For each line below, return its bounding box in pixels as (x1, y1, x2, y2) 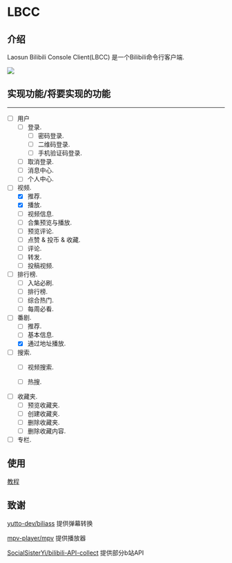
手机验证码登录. (37, 149, 83, 158)
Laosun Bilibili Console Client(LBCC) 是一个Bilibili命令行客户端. (7, 53, 185, 61)
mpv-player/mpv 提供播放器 (7, 533, 86, 542)
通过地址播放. (27, 339, 66, 347)
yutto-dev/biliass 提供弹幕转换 (7, 519, 93, 527)
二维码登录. (37, 140, 70, 149)
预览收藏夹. (27, 401, 60, 409)
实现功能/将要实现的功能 (7, 88, 111, 100)
